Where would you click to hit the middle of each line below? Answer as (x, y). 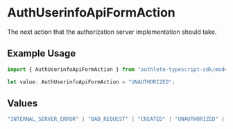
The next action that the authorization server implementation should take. (112, 32)
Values (23, 103)
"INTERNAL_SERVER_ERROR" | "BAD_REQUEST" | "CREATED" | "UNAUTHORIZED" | (116, 119)
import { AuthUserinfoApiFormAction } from (71, 69)
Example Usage (42, 53)
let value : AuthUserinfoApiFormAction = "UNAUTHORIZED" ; (91, 82)
